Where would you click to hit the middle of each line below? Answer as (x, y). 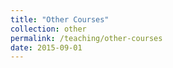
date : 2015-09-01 (46, 47)
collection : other (48, 29)
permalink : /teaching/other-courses (86, 38)
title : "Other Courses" (60, 19)
